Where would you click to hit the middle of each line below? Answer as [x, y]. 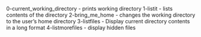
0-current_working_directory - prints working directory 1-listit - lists [89, 9]
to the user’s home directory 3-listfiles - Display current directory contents [98, 21]
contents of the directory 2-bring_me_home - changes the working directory [101, 15]
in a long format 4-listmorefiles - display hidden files [71, 27]
